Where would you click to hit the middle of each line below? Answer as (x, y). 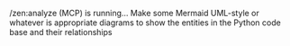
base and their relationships (61, 32)
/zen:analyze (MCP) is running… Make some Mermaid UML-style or (134, 13)
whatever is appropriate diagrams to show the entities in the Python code (145, 23)
